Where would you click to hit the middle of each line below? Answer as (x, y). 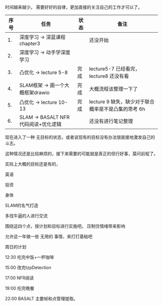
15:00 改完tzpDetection (28, 268)
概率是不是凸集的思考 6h (117, 109)
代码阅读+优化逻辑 (40, 124)
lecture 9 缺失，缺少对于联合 (122, 102)
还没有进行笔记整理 (111, 121)
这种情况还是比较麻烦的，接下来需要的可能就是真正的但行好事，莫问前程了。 (81, 153)
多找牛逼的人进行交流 (26, 216)
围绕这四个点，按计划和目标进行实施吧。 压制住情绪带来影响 (65, 226)
